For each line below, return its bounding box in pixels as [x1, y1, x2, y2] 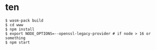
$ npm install [5, 26, 35, 31]
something [5, 35, 26, 40]
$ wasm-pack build [5, 18, 43, 23]
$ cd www [5, 22, 23, 27]
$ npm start [5, 39, 30, 45]
